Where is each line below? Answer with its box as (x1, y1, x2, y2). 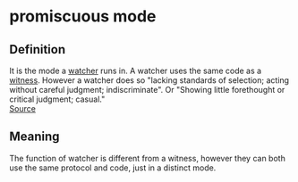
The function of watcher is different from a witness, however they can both (9, 153, 286, 163)
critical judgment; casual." (9, 94, 106, 104)
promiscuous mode (9, 6, 157, 27)
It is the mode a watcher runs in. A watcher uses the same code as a (9, 65, 262, 76)
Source (9, 103, 36, 113)
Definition (9, 42, 65, 57)
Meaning (9, 129, 60, 145)
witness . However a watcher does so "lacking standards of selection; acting (9, 75, 289, 86)
